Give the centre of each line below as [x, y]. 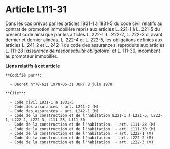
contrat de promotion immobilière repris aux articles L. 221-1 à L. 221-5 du [83, 29]
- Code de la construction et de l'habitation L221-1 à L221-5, [79, 115]
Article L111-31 [36, 9]
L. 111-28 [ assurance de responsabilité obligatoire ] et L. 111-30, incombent [83, 51]
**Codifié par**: [24, 75]
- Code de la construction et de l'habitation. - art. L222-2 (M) [82, 138]
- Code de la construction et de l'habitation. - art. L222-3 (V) [82, 142]
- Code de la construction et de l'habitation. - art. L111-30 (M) [83, 129]
